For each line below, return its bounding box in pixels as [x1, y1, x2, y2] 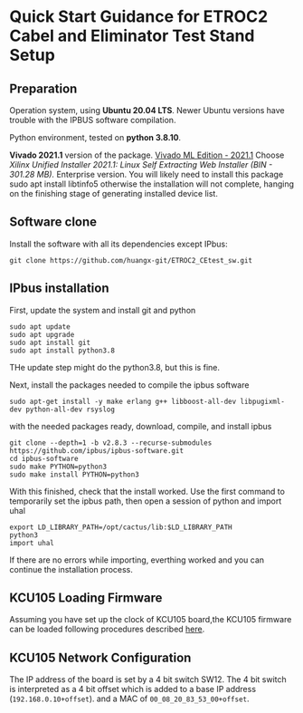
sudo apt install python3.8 [9, 346, 116, 355]
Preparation [9, 81, 78, 96]
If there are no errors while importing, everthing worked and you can [9, 554, 265, 565]
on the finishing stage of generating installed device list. [9, 188, 219, 198]
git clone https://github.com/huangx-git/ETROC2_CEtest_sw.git [9, 255, 253, 265]
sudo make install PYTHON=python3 [9, 469, 140, 479]
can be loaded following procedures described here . [9, 623, 205, 635]
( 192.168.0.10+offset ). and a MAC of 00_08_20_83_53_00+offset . [9, 693, 251, 704]
